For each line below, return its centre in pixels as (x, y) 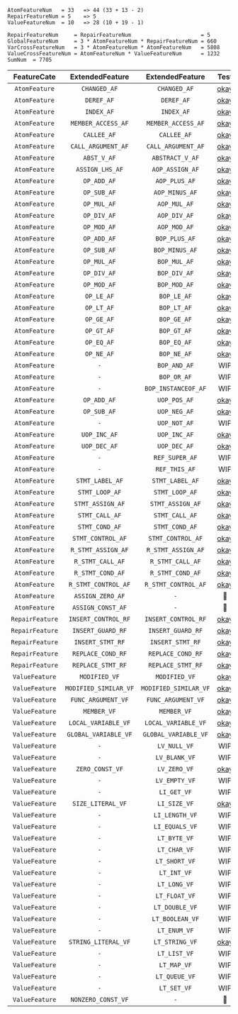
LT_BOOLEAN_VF (176, 919)
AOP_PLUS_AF (176, 181)
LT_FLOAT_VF (176, 896)
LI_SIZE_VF (175, 804)
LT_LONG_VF (175, 885)
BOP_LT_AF (176, 308)
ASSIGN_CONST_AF (100, 608)
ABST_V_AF (100, 158)
